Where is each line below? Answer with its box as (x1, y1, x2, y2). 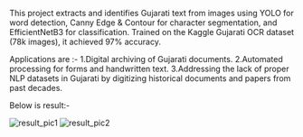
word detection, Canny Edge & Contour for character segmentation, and (9, 17, 278, 28)
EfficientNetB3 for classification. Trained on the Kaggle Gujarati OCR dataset (9, 27, 295, 37)
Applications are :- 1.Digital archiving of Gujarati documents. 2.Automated (9, 54, 283, 64)
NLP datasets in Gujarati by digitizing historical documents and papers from (9, 73, 291, 84)
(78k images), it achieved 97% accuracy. (9, 36, 161, 47)
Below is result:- (9, 100, 71, 111)
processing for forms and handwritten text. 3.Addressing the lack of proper (9, 63, 289, 74)
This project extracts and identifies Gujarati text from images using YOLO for (9, 8, 294, 18)
